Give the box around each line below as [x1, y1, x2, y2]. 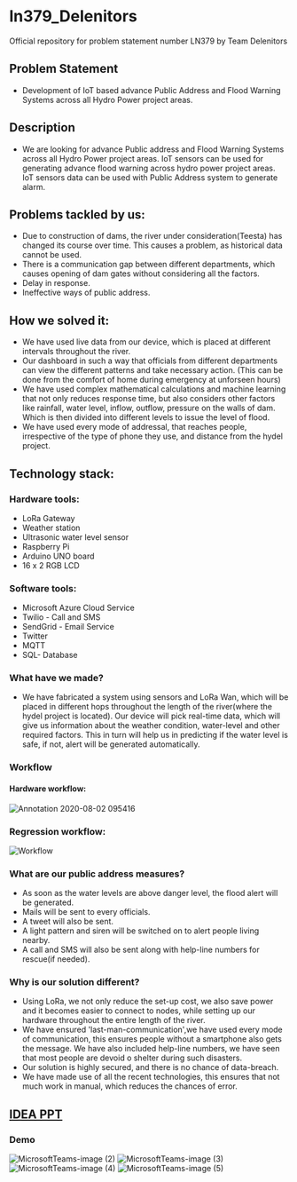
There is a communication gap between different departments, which [21, 259, 276, 270]
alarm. [21, 181, 46, 192]
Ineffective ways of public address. [21, 287, 151, 298]
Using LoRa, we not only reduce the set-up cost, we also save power [21, 996, 274, 1007]
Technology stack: [9, 466, 115, 481]
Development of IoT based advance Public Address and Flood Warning [21, 84, 281, 95]
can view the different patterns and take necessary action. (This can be [21, 365, 284, 376]
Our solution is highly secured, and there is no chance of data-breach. [21, 1062, 279, 1073]
